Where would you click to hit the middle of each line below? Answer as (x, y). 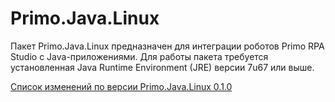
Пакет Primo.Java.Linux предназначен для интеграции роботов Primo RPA (167, 46)
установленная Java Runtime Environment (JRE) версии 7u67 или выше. (162, 67)
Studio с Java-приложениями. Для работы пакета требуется (139, 56)
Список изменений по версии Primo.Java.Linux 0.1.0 (121, 86)
